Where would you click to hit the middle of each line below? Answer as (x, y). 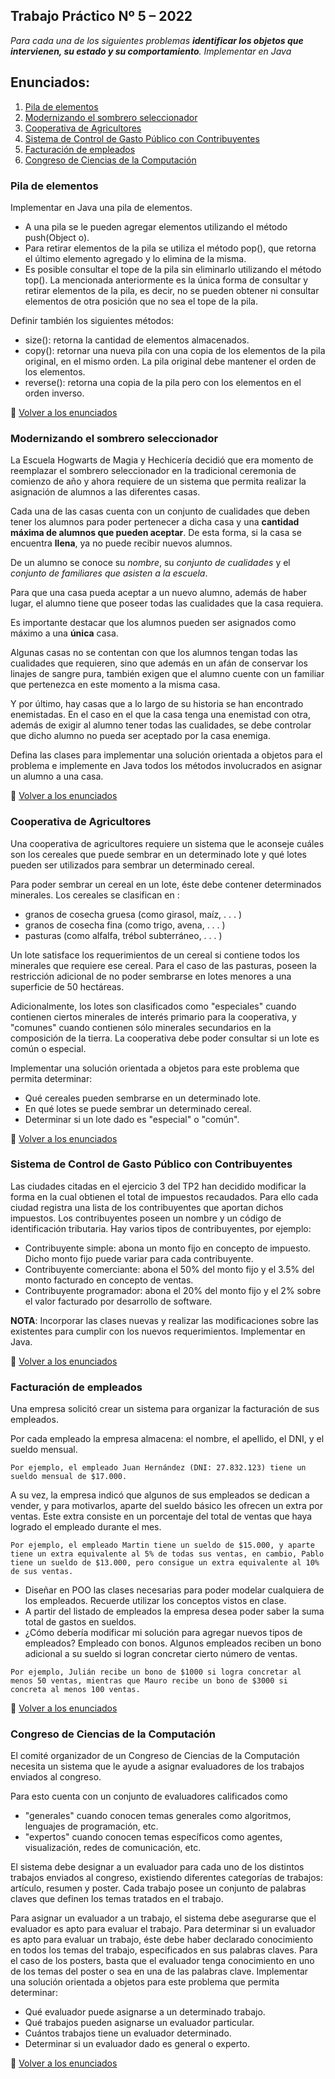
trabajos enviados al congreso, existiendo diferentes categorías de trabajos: (167, 1878)
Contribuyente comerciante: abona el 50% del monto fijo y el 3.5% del (169, 1269)
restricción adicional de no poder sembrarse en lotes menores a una (151, 976)
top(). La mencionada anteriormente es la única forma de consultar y (166, 280)
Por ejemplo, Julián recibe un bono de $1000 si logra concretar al (156, 1672)
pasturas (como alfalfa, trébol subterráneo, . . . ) (123, 935)
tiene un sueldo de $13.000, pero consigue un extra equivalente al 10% (165, 1563)
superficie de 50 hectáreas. (67, 986)
